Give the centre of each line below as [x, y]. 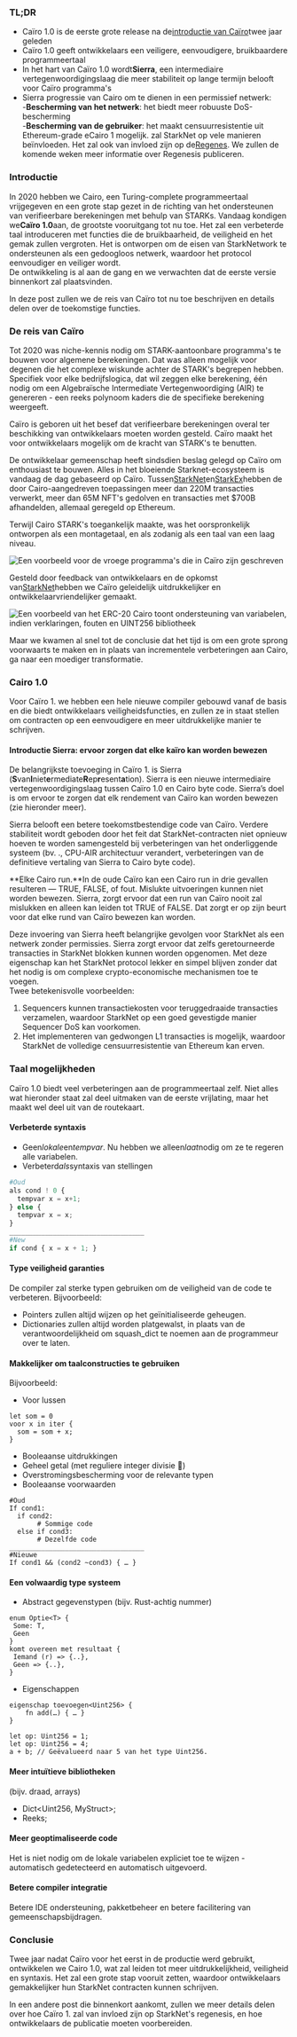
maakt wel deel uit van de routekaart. [77, 1107]
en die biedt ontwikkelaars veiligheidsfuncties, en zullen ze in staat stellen [144, 711]
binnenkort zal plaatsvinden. [61, 281]
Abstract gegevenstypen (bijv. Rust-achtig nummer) [117, 1602]
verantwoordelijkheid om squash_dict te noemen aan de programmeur [150, 1333]
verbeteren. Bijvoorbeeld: [55, 1297]
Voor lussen [44, 1400]
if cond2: [35, 1516]
